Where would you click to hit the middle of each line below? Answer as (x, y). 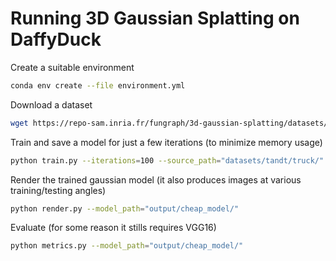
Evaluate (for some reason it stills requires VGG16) (113, 228)
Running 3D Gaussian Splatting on (155, 18)
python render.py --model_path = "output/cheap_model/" (125, 208)
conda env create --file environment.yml (98, 85)
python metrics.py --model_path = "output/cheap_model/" (127, 246)
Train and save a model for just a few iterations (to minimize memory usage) (166, 142)
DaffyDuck (56, 39)
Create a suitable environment (72, 67)
